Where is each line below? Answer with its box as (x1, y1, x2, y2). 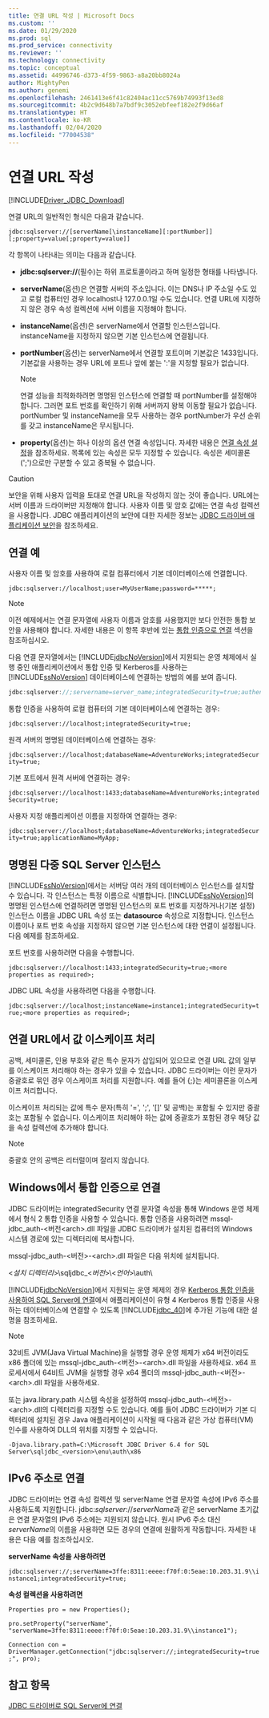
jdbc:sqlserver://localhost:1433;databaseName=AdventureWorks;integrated (8, 789, 260, 798)
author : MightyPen (8, 79, 70, 87)
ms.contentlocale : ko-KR (8, 116, 91, 124)
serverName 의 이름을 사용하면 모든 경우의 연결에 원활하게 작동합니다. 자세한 (8, 1524, 248, 1534)
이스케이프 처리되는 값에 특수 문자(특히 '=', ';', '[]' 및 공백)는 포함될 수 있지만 (8, 1102, 246, 1112)
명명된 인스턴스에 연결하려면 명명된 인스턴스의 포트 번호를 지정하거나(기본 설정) (8, 901, 255, 911)
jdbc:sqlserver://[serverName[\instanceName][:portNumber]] (8, 228, 214, 236)
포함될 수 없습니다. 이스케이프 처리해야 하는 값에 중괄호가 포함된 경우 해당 (22, 1112, 252, 1122)
